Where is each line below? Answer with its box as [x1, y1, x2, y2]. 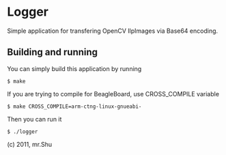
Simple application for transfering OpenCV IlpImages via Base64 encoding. [7, 27, 218, 35]
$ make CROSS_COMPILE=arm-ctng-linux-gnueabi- [7, 103, 142, 110]
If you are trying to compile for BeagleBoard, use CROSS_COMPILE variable [7, 89, 220, 98]
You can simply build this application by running [7, 64, 142, 72]
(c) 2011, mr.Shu [7, 140, 53, 148]
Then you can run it [7, 115, 62, 123]
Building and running [7, 46, 98, 58]
